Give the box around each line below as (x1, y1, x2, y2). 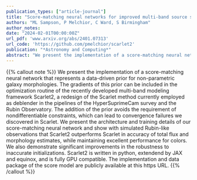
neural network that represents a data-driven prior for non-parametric (6, 74, 175, 81)
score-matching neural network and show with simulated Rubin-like (6, 124, 170, 131)
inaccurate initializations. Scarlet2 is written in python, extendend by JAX (6, 149, 183, 156)
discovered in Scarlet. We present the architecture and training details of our (6, 118, 191, 125)
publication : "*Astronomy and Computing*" (6, 47, 111, 53)
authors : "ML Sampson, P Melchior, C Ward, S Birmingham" (6, 19, 151, 25)
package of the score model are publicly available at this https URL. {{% (6, 162, 180, 169)
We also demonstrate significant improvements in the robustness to (6, 143, 169, 150)
